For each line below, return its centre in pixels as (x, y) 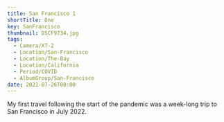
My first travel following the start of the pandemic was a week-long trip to (112, 104)
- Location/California (46, 65)
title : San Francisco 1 (42, 14)
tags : (15, 40)
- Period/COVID (35, 71)
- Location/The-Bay (42, 59)
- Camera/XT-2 (34, 46)
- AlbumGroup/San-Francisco (54, 78)
